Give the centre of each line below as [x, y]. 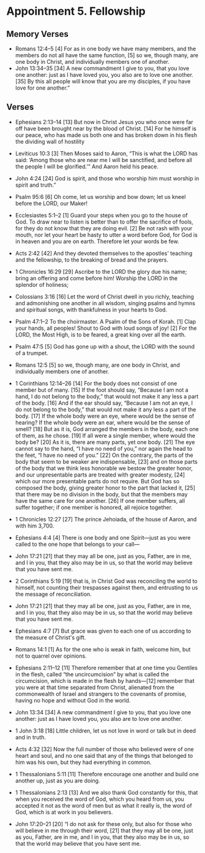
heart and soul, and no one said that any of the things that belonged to [104, 755]
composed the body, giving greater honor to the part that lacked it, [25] [105, 488]
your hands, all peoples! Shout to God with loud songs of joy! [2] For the [106, 328]
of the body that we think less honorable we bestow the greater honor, [104, 468]
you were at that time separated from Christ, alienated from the [95, 687]
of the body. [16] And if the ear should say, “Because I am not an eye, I [104, 403]
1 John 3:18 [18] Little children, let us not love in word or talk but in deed [106, 730]
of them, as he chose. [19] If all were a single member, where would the [105, 435]
